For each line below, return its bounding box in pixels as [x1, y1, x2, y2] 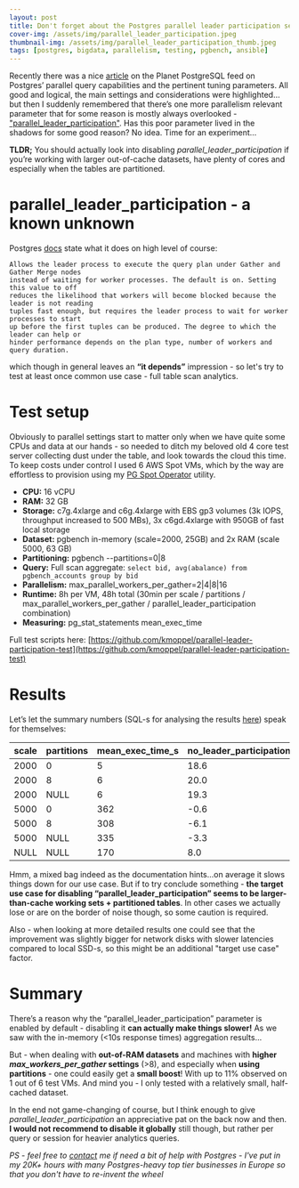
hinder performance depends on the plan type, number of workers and [9, 338, 273, 347]
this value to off [9, 284, 77, 293]
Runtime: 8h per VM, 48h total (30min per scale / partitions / [21, 589, 246, 599]
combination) [21, 608, 71, 618]
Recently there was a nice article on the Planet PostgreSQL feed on [9, 70, 255, 81]
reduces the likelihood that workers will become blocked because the [9, 291, 277, 301]
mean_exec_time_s [96, 744, 180, 756]
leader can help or [9, 330, 82, 339]
